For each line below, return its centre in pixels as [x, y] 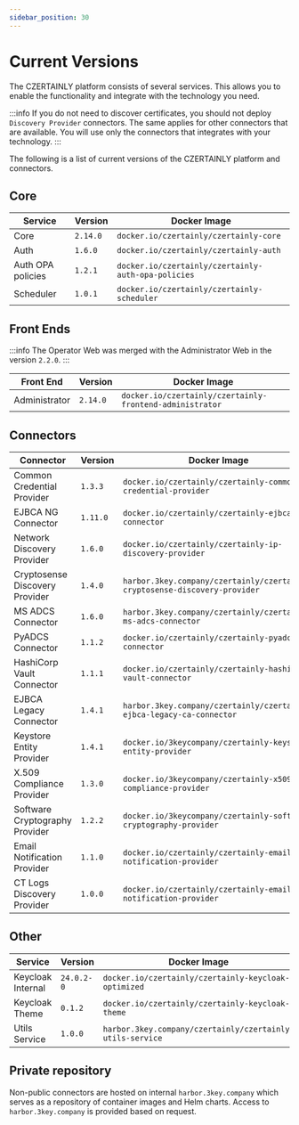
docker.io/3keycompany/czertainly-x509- [210, 779]
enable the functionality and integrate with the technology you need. [134, 95]
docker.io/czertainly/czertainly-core [199, 236]
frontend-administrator [172, 405]
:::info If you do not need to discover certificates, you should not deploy [140, 113]
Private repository [61, 1071]
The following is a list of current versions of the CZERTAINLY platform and [145, 159]
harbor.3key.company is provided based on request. [103, 1111]
